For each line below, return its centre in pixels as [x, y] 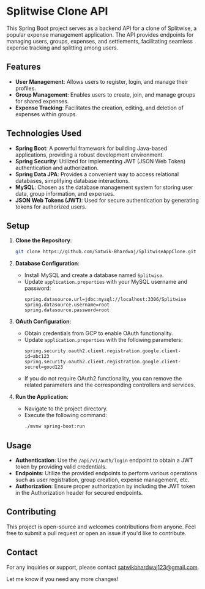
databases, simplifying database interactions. [73, 180]
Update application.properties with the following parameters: [103, 340]
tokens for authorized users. [51, 207]
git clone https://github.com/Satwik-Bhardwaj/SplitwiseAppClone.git [106, 252]
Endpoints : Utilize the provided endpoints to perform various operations [106, 473]
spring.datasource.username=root [67, 305]
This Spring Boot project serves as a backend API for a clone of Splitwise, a [102, 28]
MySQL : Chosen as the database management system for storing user [104, 187]
